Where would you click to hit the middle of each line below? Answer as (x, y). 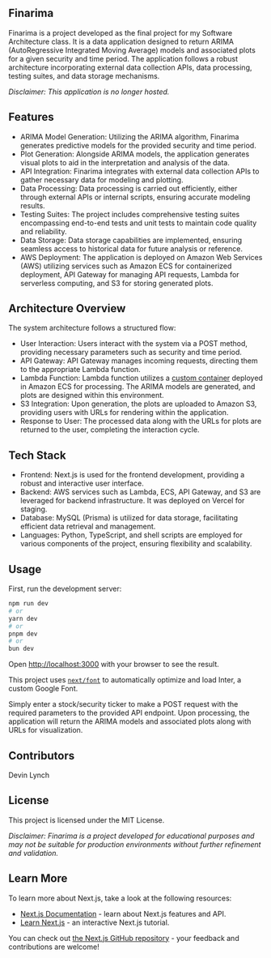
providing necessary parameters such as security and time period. (131, 353)
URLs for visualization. (46, 730)
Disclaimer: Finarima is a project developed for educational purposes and (131, 836)
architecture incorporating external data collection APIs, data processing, (130, 67)
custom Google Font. (43, 689)
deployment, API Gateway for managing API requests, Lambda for (130, 274)
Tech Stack (37, 455)
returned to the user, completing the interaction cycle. (110, 430)
